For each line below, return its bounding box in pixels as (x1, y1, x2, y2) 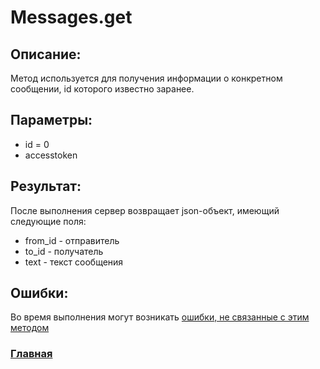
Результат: (10, 178, 82, 195)
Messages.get (10, 6, 133, 29)
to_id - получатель (24, 245, 104, 257)
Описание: (10, 46, 82, 63)
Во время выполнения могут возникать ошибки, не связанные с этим (10, 311, 310, 323)
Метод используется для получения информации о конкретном (10, 72, 283, 84)
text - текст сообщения (24, 256, 124, 268)
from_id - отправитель (24, 234, 120, 246)
